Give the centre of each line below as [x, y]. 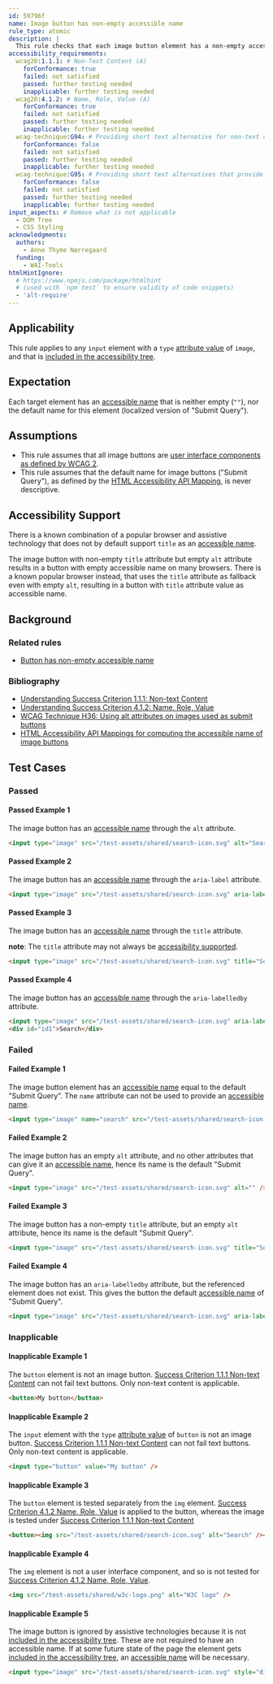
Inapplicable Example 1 [48, 1357]
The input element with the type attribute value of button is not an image [130, 1435]
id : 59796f [27, 16]
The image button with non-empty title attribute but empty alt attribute [130, 559]
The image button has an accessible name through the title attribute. [126, 930]
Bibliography [34, 681]
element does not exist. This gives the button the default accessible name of [136, 1293]
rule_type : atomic [39, 31]
